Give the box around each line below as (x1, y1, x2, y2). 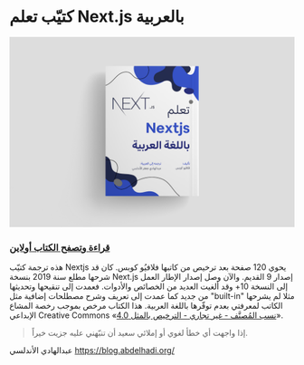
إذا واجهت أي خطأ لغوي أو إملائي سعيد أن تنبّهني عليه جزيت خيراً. (31, 327, 249, 338)
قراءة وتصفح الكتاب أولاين (9, 241, 110, 254)
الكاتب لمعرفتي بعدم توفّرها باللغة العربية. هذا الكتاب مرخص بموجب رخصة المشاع (9, 300, 283, 311)
